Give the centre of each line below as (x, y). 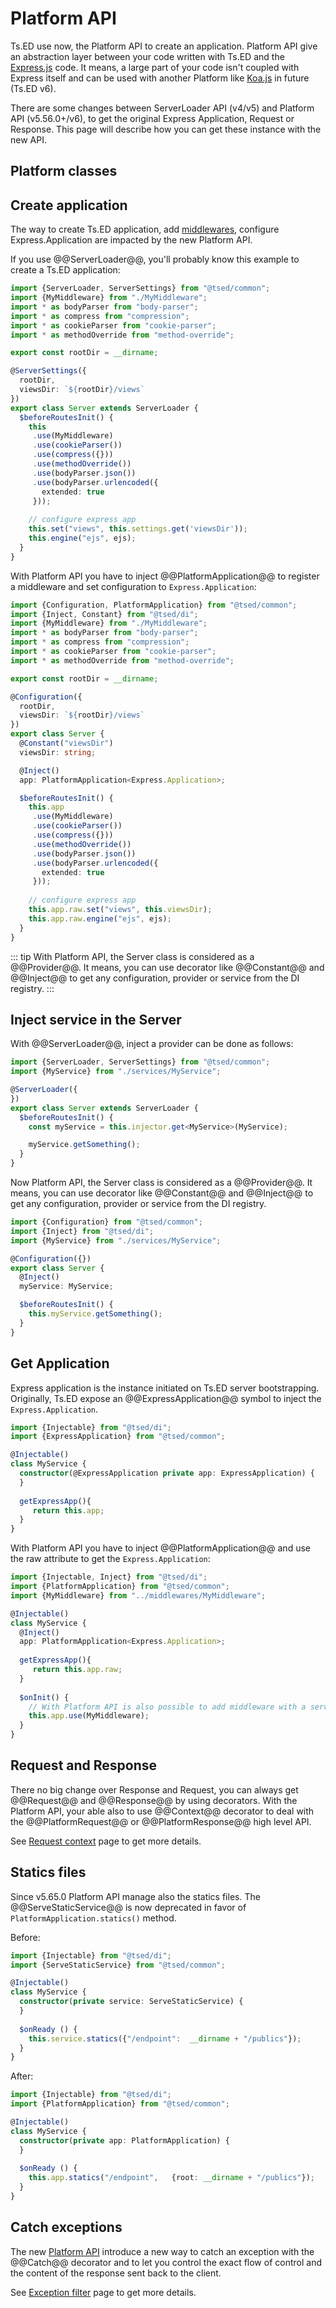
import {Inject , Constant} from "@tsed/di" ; (104, 614)
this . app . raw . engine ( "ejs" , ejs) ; (100, 918)
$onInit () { (44, 1697)
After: (22, 2076)
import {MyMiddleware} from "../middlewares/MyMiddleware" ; (138, 1595)
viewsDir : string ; (58, 752)
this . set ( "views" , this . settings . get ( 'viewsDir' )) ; (138, 529)
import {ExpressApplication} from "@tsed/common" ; (118, 1437)
